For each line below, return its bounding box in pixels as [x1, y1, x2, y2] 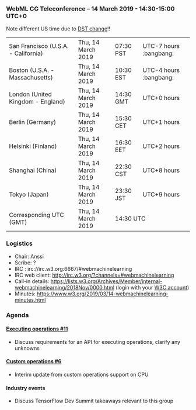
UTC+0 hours [142, 94, 180, 102]
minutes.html [14, 296, 46, 303]
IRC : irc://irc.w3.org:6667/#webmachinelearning [14, 265, 132, 272]
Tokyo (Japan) [9, 191, 50, 199]
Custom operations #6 [6, 358, 62, 365]
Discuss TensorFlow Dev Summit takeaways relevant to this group [14, 397, 174, 405]
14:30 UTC [114, 215, 146, 223]
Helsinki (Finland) [9, 142, 57, 150]
